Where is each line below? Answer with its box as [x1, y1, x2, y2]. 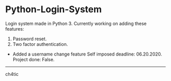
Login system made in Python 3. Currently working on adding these [5, 20, 147, 26]
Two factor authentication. [12, 41, 68, 47]
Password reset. [12, 36, 47, 42]
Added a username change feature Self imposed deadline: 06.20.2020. [12, 51, 162, 57]
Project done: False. [12, 56, 55, 62]
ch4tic [5, 71, 19, 77]
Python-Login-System [5, 4, 102, 15]
